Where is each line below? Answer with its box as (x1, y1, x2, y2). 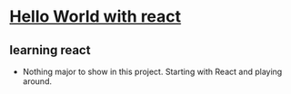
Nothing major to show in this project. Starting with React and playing (22, 66, 283, 77)
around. (22, 76, 53, 87)
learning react (9, 42, 91, 58)
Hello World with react (9, 6, 182, 27)
